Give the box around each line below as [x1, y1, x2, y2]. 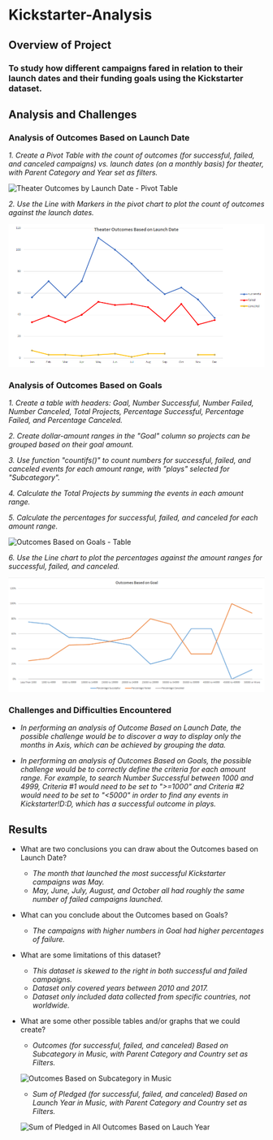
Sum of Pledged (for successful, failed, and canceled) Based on [32, 1090, 248, 1099]
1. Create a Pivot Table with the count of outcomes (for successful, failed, [8, 150, 255, 160]
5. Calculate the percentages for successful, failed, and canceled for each [8, 513, 258, 523]
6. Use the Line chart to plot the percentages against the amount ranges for [8, 553, 262, 563]
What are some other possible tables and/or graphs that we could [19, 1017, 240, 1026]
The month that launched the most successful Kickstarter [32, 869, 226, 879]
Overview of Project [8, 38, 112, 52]
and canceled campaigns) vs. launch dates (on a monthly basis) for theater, [8, 159, 264, 169]
